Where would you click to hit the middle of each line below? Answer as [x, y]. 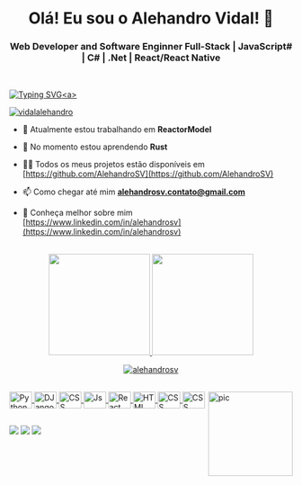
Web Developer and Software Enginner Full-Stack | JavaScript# [151, 47]
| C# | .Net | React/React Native [151, 58]
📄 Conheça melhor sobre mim [77, 213]
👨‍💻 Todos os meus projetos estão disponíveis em [113, 165]
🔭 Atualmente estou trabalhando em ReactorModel [117, 130]
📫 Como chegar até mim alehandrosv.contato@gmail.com [133, 192]
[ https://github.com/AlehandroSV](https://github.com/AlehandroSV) [148, 174]
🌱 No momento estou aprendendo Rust [95, 147]
